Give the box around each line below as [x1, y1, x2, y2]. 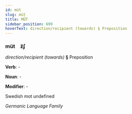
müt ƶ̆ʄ [5, 43, 26, 50]
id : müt [5, 7, 22, 13]
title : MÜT [5, 17, 28, 22]
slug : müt [5, 12, 26, 17]
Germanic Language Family [5, 103, 63, 109]
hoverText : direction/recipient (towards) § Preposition [5, 26, 127, 31]
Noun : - [5, 74, 22, 80]
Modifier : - [5, 84, 29, 90]
